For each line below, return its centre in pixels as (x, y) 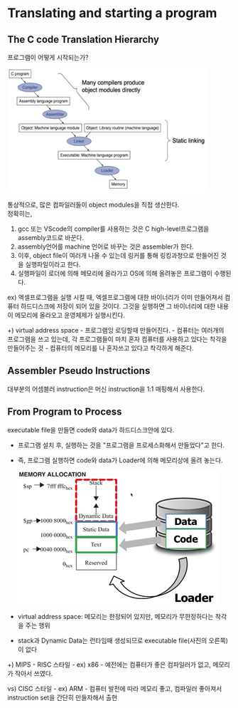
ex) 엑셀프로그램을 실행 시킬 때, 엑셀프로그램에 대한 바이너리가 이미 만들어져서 (115, 297)
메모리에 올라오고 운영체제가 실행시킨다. (70, 315)
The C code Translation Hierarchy (83, 40)
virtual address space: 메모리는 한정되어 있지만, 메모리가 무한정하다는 (115, 616)
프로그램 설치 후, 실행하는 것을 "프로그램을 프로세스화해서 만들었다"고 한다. (121, 445)
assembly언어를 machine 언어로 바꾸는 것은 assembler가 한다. (106, 246)
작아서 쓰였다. (34, 673)
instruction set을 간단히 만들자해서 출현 (63, 697)
